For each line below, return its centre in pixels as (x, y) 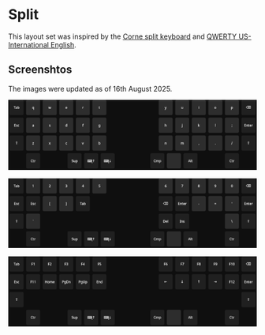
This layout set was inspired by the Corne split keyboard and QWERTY (123, 36)
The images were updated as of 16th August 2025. (90, 88)
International (29, 44)
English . (63, 44)
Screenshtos (40, 70)
